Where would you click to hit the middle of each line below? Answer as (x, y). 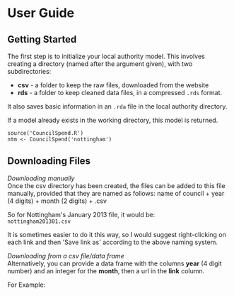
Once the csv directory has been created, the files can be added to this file (116, 185)
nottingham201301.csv (39, 221)
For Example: (27, 285)
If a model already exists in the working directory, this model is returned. (113, 120)
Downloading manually (41, 178)
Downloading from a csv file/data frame (66, 256)
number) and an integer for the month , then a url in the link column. (106, 270)
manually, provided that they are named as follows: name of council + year (116, 193)
